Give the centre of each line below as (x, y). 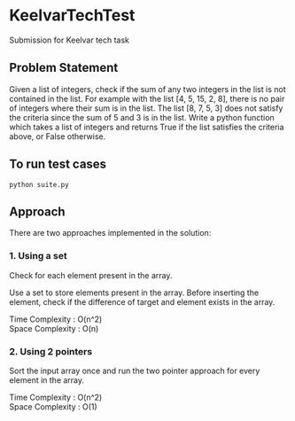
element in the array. (47, 380)
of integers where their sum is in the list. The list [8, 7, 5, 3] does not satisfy (146, 108)
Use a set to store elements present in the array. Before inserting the (134, 292)
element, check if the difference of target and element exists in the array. (142, 301)
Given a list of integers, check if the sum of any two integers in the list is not (147, 89)
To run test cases (58, 164)
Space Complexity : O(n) (54, 328)
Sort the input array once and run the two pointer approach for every (135, 370)
